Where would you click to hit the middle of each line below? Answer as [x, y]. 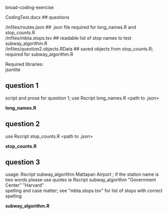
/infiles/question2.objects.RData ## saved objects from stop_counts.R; [79, 49]
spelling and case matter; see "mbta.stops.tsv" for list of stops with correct [84, 191]
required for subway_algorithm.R [39, 54]
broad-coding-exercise [30, 7]
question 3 [23, 162]
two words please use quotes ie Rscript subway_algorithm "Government [81, 180]
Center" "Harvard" [25, 185]
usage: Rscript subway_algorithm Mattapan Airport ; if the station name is [82, 174]
